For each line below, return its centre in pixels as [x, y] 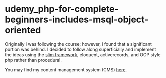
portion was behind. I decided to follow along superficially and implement [81, 49]
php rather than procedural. [34, 60]
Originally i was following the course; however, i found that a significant [79, 44]
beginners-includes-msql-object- [77, 20]
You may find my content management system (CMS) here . [66, 70]
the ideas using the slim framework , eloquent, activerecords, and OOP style [83, 55]
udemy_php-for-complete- [62, 9]
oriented [23, 30]
